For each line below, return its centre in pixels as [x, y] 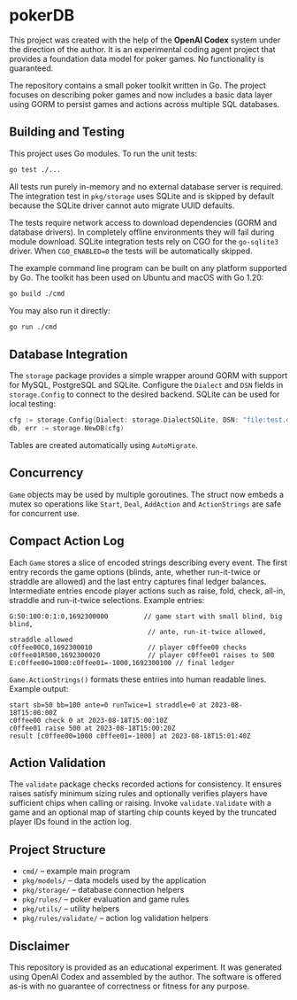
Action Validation [57, 763]
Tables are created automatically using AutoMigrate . [104, 445]
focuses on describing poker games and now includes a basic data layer [141, 95]
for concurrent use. [44, 513]
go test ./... [35, 169]
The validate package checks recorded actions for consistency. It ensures [145, 784]
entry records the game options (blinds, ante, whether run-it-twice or [135, 571]
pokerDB [42, 16]
